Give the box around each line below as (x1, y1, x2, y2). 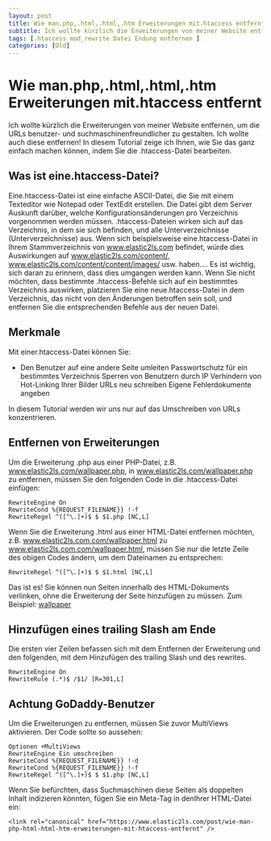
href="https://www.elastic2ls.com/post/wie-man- (87, 818, 254, 826)
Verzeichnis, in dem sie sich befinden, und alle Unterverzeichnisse (8, 225, 230, 235)
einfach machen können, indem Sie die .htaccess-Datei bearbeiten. (8, 146, 232, 156)
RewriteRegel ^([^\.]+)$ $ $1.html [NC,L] (8, 568, 153, 577)
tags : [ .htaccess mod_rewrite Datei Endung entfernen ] (8, 34, 200, 43)
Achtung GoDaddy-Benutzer (8, 697, 155, 710)
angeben (19, 388, 50, 398)
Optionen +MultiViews (8, 743, 81, 751)
